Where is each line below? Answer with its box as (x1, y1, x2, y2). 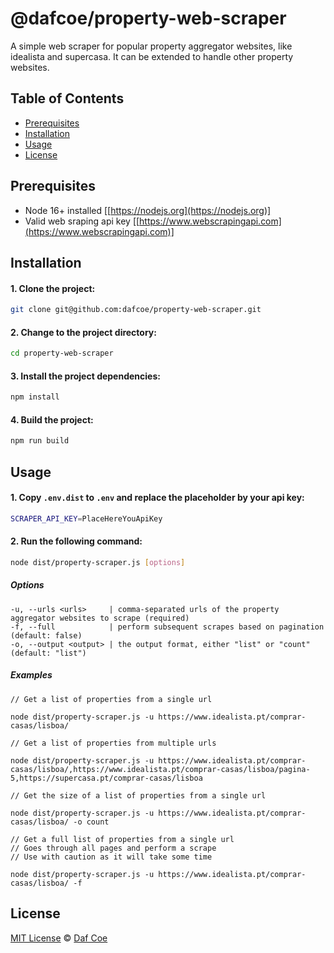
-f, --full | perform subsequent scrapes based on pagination (10, 622, 325, 632)
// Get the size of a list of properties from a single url (10, 790, 267, 801)
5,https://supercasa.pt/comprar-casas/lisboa (10, 773, 203, 783)
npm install (10, 392, 60, 402)
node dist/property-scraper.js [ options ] (10, 557, 186, 567)
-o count (73, 817, 110, 827)
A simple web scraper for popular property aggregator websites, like (10, 40, 293, 52)
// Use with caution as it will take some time (10, 852, 213, 862)
